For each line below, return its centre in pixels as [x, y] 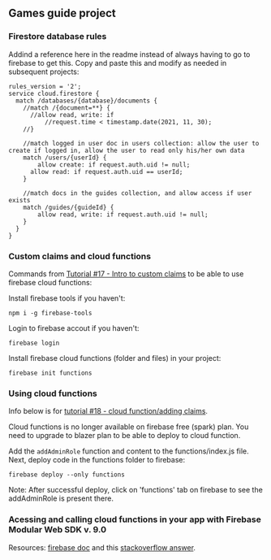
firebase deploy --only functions [67, 475]
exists [19, 200]
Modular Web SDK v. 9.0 [58, 530]
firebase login [34, 343]
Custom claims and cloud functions [80, 256]
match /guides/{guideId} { [69, 207]
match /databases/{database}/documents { [87, 101]
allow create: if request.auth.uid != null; [114, 165]
